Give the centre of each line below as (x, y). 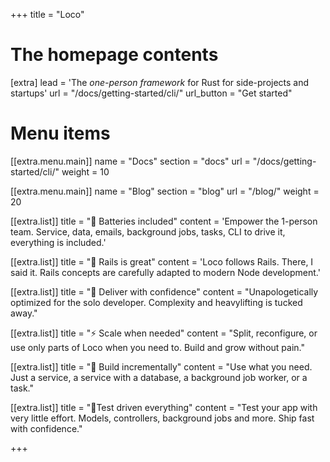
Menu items (60, 133)
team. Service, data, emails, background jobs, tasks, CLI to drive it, (148, 231)
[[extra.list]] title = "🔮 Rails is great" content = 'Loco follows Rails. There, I (162, 261)
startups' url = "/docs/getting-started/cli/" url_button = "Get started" (151, 93)
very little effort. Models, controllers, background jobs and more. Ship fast (162, 418)
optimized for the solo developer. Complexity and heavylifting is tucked (156, 302)
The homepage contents (114, 55)
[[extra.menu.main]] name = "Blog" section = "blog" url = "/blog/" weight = (165, 191)
